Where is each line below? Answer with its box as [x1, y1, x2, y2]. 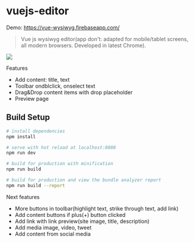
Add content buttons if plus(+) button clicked [14, 211, 126, 218]
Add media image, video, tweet [14, 224, 92, 231]
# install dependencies [6, 128, 66, 134]
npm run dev [6, 150, 36, 156]
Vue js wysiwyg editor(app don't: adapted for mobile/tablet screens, [20, 35, 189, 42]
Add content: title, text [14, 76, 70, 83]
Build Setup [6, 112, 50, 123]
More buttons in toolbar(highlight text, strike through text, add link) [14, 204, 179, 212]
